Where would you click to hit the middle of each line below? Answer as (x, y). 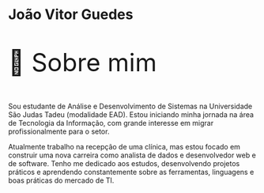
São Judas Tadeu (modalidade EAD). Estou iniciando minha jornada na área (131, 115)
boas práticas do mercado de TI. (61, 180)
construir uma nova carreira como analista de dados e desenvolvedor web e (132, 155)
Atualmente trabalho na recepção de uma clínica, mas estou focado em (124, 147)
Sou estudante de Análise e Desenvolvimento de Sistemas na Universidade (130, 106)
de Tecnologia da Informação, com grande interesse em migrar (111, 123)
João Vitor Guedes (71, 15)
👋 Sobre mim (83, 63)
